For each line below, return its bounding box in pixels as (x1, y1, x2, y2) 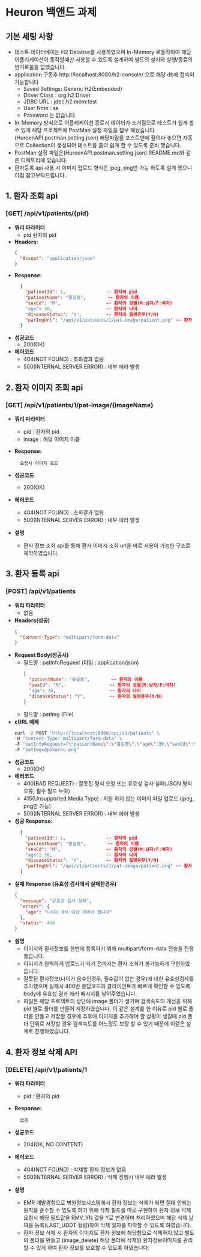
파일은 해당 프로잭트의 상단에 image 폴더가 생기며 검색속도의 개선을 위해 (23, 998, 193, 1005)
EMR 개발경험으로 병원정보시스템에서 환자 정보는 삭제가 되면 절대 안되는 (23, 1199, 192, 1206)
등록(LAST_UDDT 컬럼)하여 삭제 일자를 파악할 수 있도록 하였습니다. (34, 1222, 192, 1229)
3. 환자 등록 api (5, 569, 59, 579)
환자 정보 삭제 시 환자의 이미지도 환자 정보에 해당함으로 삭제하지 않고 (23, 1229, 184, 1236)
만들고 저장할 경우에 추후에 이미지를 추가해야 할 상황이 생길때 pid (34, 1013, 187, 1020)
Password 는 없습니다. (23, 112, 77, 118)
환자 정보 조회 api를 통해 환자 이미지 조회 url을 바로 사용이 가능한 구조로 (23, 542, 191, 549)
